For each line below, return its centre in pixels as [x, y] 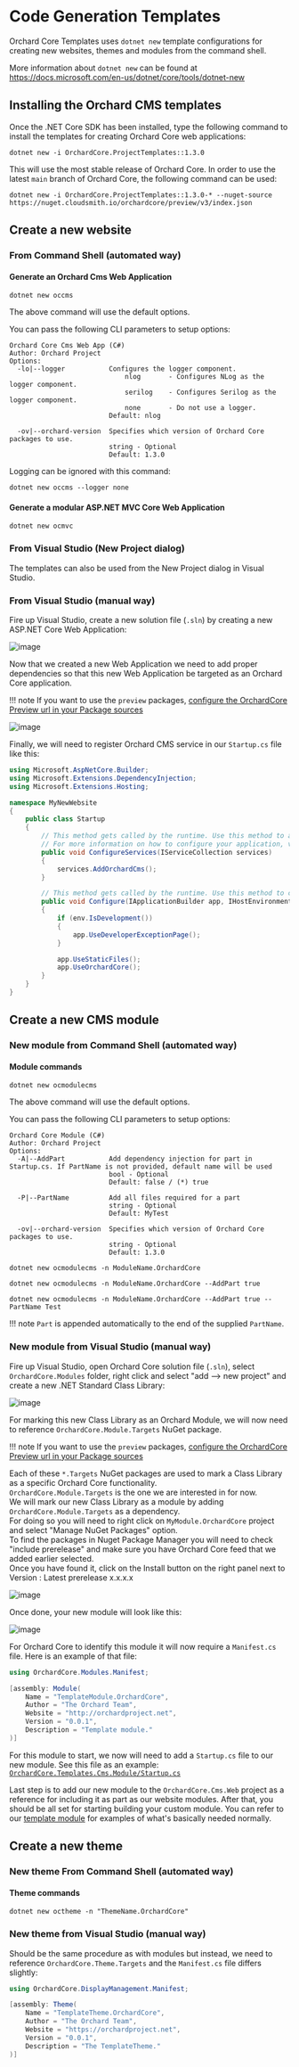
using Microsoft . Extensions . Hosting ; [79, 786]
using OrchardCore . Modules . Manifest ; [79, 1672]
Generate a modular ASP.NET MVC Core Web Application [117, 507]
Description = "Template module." [89, 1730]
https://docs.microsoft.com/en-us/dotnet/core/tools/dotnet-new [127, 77]
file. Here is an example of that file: [73, 1656]
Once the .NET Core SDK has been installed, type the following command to [149, 127]
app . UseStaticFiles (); [99, 959]
